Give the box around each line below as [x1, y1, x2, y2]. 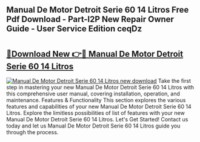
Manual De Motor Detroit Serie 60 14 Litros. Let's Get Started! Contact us [6, 116, 188, 123]
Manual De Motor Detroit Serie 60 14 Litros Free [6, 5, 189, 15]
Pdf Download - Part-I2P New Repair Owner [6, 15, 175, 25]
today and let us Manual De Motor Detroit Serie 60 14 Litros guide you [6, 122, 181, 129]
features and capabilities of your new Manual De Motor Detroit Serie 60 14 [6, 103, 192, 110]
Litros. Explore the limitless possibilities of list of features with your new [6, 109, 185, 117]
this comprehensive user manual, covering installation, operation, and [6, 90, 180, 97]
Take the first [158, 77, 191, 84]
